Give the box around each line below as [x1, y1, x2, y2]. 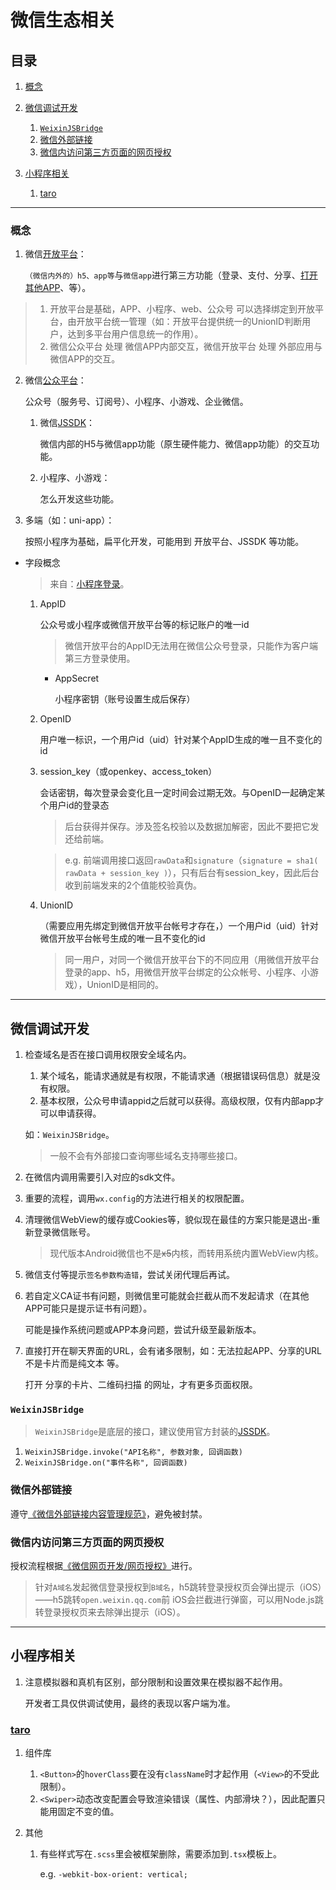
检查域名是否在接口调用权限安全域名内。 [24, 1049, 192, 1061]
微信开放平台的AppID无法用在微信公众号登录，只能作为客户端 [64, 640, 319, 652]
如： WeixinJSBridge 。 [24, 1129, 115, 1141]
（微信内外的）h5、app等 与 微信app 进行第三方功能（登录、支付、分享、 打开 [24, 269, 318, 281]
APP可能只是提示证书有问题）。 [24, 1302, 153, 1315]
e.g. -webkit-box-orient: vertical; [39, 1868, 188, 1880]
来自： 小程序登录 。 [49, 578, 130, 590]
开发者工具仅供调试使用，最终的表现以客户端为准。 [24, 1697, 236, 1709]
